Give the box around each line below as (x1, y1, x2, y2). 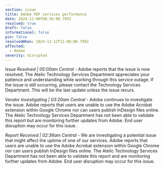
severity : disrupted (5, 53, 48, 58)
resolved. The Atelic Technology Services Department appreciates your (5, 72, 150, 78)
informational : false (5, 30, 50, 35)
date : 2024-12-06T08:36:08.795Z (5, 16, 71, 21)
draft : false (5, 26, 32, 30)
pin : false (5, 35, 27, 40)
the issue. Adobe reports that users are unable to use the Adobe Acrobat (5, 102, 152, 108)
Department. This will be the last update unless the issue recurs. (5, 87, 135, 93)
